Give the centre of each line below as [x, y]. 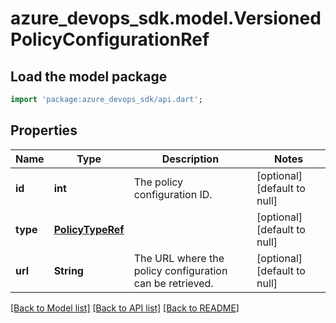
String [68, 270]
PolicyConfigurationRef [110, 39]
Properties [44, 130]
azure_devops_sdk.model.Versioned [166, 18]
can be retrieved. [173, 283]
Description [190, 159]
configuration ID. [173, 194]
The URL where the [179, 258]
